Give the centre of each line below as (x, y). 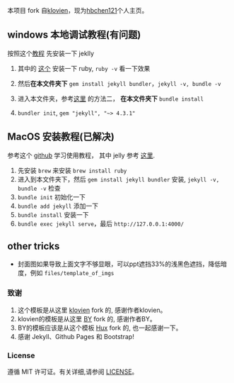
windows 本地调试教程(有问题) (74, 35)
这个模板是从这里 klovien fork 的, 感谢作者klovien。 (92, 310)
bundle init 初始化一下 (52, 196)
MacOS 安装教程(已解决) (61, 137)
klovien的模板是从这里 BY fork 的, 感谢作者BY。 (87, 318)
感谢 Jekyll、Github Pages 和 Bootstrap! (76, 336)
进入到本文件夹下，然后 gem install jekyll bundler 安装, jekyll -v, (118, 179)
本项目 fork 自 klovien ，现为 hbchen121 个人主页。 (78, 10)
